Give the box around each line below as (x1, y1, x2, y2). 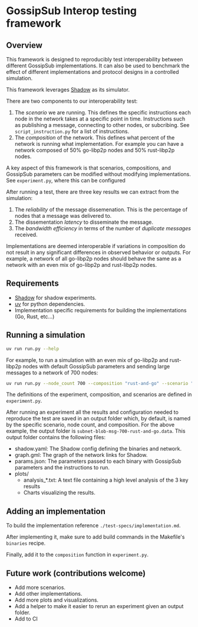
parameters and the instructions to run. (14, 464, 110, 471)
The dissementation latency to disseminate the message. (14, 218, 154, 226)
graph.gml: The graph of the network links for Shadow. (14, 452, 148, 459)
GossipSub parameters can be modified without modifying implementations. (6, 171, 192, 178)
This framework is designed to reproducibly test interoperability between (6, 56, 183, 63)
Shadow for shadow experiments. (14, 294, 97, 301)
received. (14, 231, 38, 238)
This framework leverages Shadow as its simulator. (6, 86, 130, 93)
